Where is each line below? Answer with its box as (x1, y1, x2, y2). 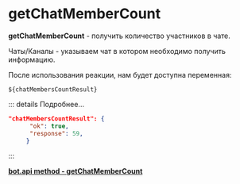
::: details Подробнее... (8, 99, 85, 109)
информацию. (8, 55, 56, 64)
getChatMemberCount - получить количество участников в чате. (8, 31, 230, 40)
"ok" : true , (29, 122, 69, 130)
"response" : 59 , (29, 129, 83, 137)
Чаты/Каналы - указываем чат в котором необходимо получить (8, 46, 226, 56)
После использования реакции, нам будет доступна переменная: (8, 70, 232, 79)
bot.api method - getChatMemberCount (8, 167, 143, 176)
